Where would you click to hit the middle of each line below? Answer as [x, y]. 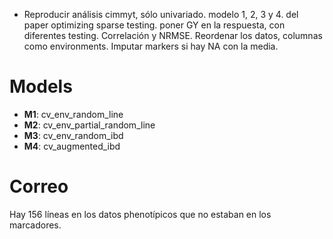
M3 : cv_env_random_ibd [73, 135]
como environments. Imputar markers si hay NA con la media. [151, 46]
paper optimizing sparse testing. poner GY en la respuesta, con [154, 25]
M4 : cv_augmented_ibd [72, 146]
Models [41, 86]
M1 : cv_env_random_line [73, 114]
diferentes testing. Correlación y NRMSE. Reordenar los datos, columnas [173, 35]
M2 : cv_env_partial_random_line [89, 125]
